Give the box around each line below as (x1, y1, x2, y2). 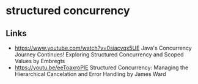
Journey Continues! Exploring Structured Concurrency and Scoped (14, 51, 184, 58)
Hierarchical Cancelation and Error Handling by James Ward (14, 71, 166, 77)
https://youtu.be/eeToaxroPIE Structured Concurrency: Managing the (14, 64, 189, 71)
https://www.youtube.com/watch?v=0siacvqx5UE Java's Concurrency (14, 44, 192, 52)
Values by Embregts (14, 58, 65, 64)
